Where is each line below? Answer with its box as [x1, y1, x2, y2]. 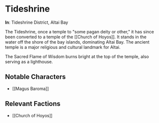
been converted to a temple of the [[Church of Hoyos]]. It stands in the [5, 34, 147, 40]
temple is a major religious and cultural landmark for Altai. [5, 44, 121, 50]
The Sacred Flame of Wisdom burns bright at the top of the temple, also [5, 53, 149, 59]
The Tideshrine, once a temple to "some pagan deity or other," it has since [5, 29, 154, 34]
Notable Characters [5, 73, 66, 81]
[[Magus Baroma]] [12, 86, 49, 92]
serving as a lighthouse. [5, 59, 53, 64]
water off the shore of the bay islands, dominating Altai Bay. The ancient [5, 39, 150, 45]
